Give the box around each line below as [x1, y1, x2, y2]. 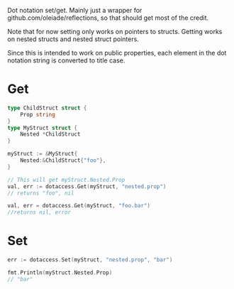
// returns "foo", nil [7, 190, 74, 197]
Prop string [20, 111, 55, 118]
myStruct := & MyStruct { [7, 151, 78, 158]
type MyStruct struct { [7, 124, 78, 131]
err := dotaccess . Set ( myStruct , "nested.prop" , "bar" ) [7, 256, 173, 263]
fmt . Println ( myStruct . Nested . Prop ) [7, 269, 113, 276]
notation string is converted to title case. [7, 56, 126, 65]
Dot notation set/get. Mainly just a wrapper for [7, 6, 143, 14]
